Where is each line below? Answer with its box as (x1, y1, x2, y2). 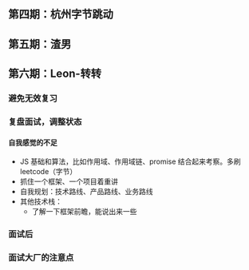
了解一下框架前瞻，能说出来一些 (31, 207, 137, 216)
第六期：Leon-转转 (8, 67, 102, 81)
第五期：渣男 (8, 37, 72, 50)
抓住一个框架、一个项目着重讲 (19, 177, 118, 186)
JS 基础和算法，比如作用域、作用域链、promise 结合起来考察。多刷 (19, 157, 241, 166)
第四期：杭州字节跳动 (8, 7, 113, 22)
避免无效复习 (8, 93, 58, 104)
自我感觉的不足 (8, 137, 57, 147)
